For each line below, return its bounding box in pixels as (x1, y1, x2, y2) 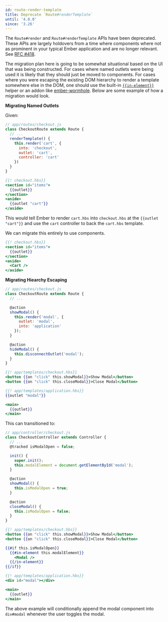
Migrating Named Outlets (5, 102, 59, 109)
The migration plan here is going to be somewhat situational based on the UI (5, 61, 163, 67)
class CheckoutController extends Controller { (5, 435, 107, 440)
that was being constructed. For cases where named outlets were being (5, 66, 154, 72)
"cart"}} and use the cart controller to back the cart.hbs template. (5, 221, 144, 226)
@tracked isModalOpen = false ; (10, 444, 75, 449)
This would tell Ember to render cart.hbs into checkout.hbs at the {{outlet (5, 215, 159, 221)
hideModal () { (10, 347, 39, 352)
